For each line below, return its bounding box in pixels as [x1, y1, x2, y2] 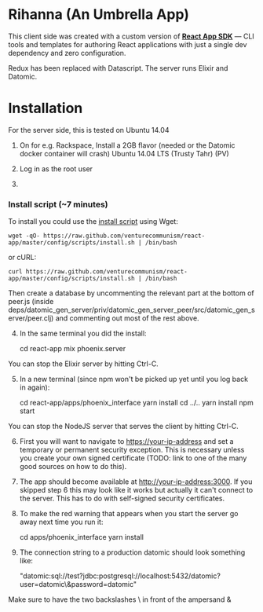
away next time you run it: [19, 517, 104, 527]
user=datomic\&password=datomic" [19, 580, 137, 589]
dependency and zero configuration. [8, 48, 126, 57]
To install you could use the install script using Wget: [8, 217, 178, 226]
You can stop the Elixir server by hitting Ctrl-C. [8, 359, 159, 368]
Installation [8, 100, 83, 117]
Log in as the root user [19, 163, 93, 174]
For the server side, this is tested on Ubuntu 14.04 [8, 125, 170, 134]
